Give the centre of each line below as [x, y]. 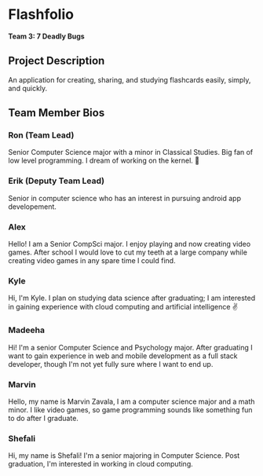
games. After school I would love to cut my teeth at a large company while [128, 252]
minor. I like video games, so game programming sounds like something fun [130, 409]
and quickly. [28, 88]
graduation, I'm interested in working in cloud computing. [101, 464]
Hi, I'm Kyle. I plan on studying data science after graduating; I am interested [132, 298]
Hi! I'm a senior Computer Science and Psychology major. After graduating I [130, 347]
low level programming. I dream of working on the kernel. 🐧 [104, 161]
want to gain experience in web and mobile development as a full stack [123, 356]
